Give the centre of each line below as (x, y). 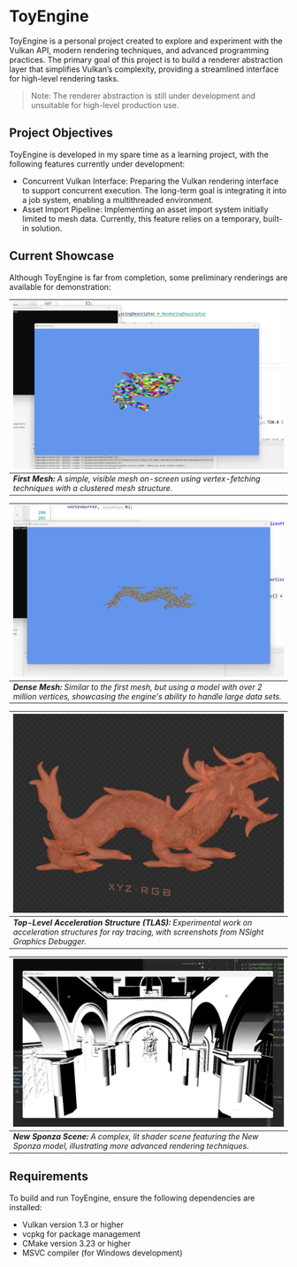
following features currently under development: (97, 164)
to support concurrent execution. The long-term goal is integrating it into (154, 190)
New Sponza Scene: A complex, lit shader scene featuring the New (136, 1137)
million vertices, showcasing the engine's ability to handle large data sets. (147, 696)
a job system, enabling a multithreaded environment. (118, 199)
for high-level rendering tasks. (64, 78)
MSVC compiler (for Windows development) (102, 1253)
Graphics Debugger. (49, 942)
